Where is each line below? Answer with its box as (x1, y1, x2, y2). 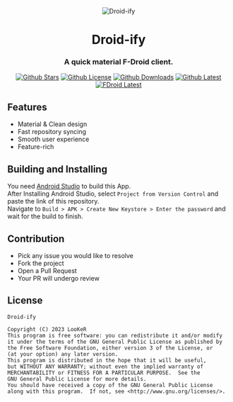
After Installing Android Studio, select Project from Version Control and (7, 189, 219, 198)
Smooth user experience (17, 135, 90, 144)
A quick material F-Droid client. (64, 57, 174, 67)
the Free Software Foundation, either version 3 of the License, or (7, 344, 213, 352)
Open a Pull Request (17, 266, 78, 275)
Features (7, 101, 47, 113)
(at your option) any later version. (7, 350, 119, 357)
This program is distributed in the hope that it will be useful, (7, 357, 207, 364)
